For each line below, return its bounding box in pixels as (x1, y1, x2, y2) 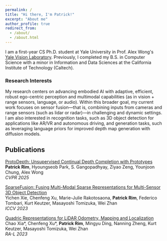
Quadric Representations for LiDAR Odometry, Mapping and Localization (5, 215, 154, 221)
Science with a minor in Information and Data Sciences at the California (5, 59, 152, 65)
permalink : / (5, 7, 32, 12)
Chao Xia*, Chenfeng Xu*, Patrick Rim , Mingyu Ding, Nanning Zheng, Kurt (5, 220, 157, 226)
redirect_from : (5, 26, 37, 31)
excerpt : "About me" (5, 16, 48, 21)
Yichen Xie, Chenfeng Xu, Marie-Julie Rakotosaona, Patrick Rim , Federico (5, 195, 158, 201)
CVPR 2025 (5, 174, 29, 180)
